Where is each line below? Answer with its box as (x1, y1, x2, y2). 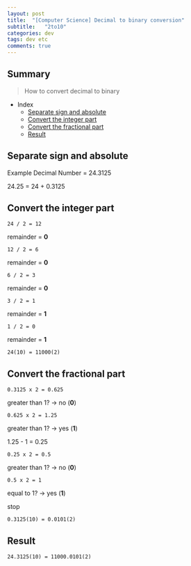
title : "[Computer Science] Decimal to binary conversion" (7, 17, 185, 24)
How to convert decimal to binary (24, 86, 120, 95)
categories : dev (7, 29, 54, 37)
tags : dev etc (7, 36, 49, 43)
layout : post (7, 10, 45, 17)
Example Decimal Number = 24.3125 (7, 168, 112, 177)
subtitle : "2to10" (7, 23, 67, 30)
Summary (7, 68, 51, 80)
